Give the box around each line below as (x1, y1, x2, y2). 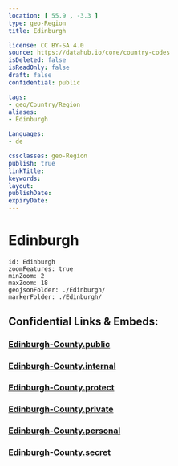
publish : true (8, 159, 56, 167)
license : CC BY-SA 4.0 (8, 41, 84, 49)
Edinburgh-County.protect (8, 382, 115, 394)
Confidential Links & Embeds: (8, 315, 159, 329)
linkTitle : (8, 166, 45, 175)
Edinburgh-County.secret (8, 447, 111, 458)
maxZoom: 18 (8, 279, 48, 287)
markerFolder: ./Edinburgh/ (8, 292, 103, 301)
